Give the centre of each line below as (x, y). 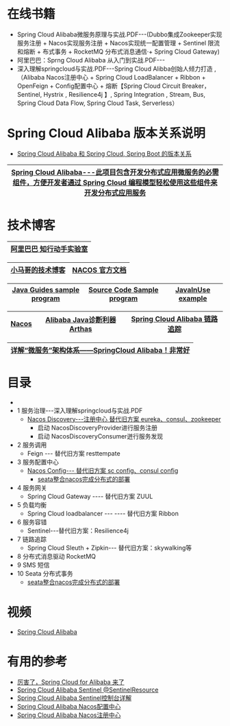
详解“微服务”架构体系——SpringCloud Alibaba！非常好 (100, 350)
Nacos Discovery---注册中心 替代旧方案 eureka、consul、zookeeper (124, 419)
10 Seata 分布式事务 (45, 573)
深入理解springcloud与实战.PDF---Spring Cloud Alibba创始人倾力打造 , (117, 69)
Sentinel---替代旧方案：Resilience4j (78, 530)
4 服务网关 (32, 487)
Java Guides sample (46, 290)
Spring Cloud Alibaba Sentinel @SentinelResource (88, 690)
